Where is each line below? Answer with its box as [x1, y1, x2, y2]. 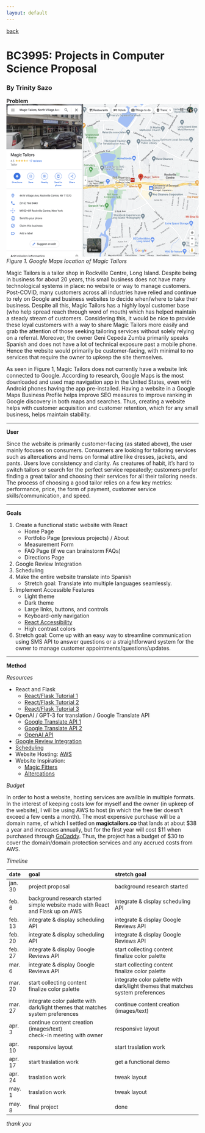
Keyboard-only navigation [24, 612, 90, 619]
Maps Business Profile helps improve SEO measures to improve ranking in [6, 391, 192, 398]
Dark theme [24, 599, 54, 606]
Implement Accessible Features [15, 586, 95, 593]
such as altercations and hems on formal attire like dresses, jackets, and [6, 453, 188, 460]
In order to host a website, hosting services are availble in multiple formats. [6, 793, 195, 800]
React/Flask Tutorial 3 [24, 705, 79, 712]
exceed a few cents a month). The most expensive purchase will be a [6, 813, 181, 820]
